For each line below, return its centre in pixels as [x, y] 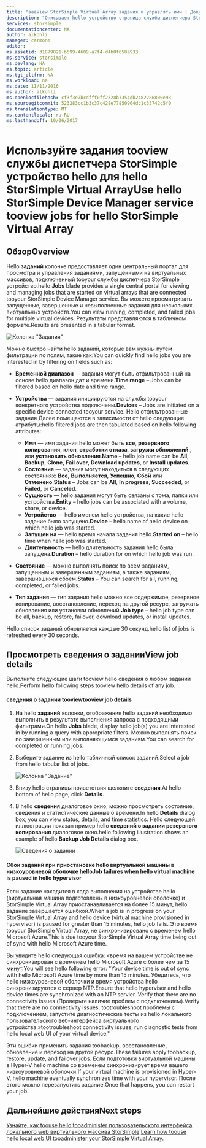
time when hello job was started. [66, 541]
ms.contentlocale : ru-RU [38, 115]
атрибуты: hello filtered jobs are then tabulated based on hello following [105, 425]
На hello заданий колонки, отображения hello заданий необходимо [104, 713]
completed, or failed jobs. [48, 585]
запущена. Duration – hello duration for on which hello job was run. [109, 554]
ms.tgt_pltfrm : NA [30, 75]
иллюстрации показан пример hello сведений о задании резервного [106, 826]
